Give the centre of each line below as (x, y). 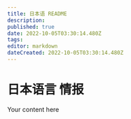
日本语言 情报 (46, 90)
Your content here (33, 109)
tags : (15, 40)
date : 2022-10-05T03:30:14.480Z (54, 33)
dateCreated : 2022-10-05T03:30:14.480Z (65, 53)
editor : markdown (33, 46)
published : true (31, 27)
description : (26, 20)
